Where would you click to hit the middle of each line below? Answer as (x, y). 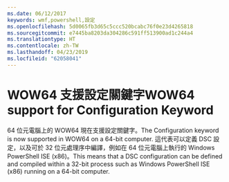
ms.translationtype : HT (42, 39)
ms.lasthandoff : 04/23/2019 (48, 53)
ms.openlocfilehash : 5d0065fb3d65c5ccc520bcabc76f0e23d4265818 (100, 26)
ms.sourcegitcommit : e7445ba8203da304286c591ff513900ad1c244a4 (100, 33)
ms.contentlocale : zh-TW (43, 46)
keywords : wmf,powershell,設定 (51, 20)
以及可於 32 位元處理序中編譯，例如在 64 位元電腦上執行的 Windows (117, 147)
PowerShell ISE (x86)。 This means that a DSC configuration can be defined (115, 156)
